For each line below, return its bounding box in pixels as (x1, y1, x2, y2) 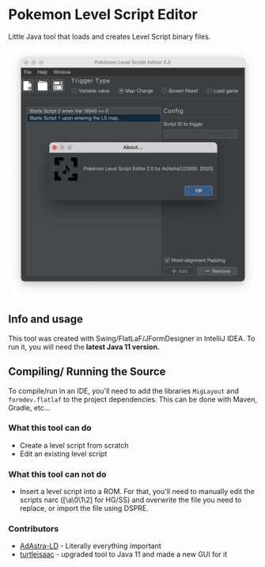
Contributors (8, 523, 59, 535)
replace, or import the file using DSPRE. (19, 504, 149, 513)
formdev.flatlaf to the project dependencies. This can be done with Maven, (8, 394, 258, 404)
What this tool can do (8, 422, 93, 433)
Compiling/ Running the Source (8, 365, 166, 379)
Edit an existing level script (19, 449, 108, 459)
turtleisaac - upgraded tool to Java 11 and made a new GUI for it (19, 550, 228, 559)
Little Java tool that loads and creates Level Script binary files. (8, 32, 211, 41)
